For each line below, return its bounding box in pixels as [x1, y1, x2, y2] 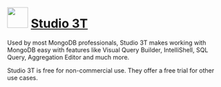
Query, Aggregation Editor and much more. [7, 53, 130, 61]
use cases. [7, 73, 38, 82]
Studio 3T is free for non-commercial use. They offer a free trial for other [7, 66, 215, 75]
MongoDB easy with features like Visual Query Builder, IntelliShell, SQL [7, 45, 209, 54]
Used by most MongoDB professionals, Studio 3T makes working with [7, 38, 206, 47]
